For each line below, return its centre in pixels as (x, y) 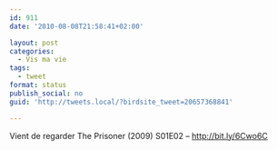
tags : (20, 68)
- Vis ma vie (42, 60)
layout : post (34, 43)
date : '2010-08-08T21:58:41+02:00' (77, 26)
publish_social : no (46, 93)
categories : (32, 51)
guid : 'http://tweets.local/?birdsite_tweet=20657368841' (121, 102)
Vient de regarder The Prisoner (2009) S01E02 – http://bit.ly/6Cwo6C (138, 135)
